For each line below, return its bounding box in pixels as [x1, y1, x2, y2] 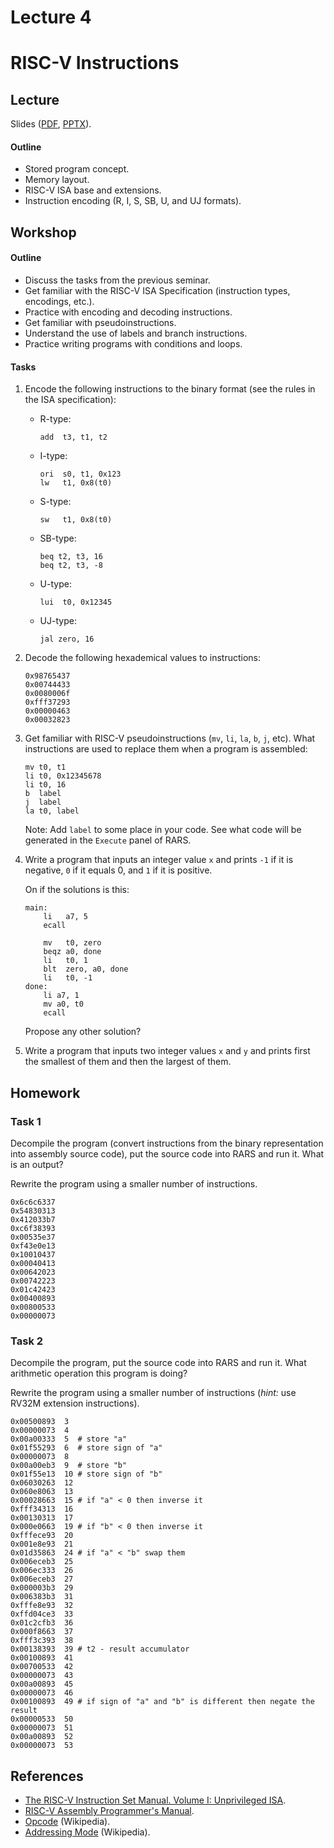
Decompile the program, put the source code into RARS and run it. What [10, 1357, 307, 1369]
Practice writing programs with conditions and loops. [24, 337, 243, 350]
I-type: [39, 450, 68, 462]
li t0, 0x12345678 [24, 771, 102, 781]
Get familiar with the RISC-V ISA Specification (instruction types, [24, 284, 291, 296]
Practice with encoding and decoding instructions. [24, 306, 233, 318]
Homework [10, 1084, 81, 1101]
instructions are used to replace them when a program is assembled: [24, 743, 308, 755]
